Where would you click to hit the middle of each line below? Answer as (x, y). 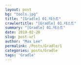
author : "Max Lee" (24, 42)
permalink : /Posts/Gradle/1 (34, 46)
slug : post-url (20, 37)
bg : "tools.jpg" (21, 14)
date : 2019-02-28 (23, 32)
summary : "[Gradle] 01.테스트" (35, 28)
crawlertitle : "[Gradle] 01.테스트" (41, 23)
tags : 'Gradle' (20, 55)
